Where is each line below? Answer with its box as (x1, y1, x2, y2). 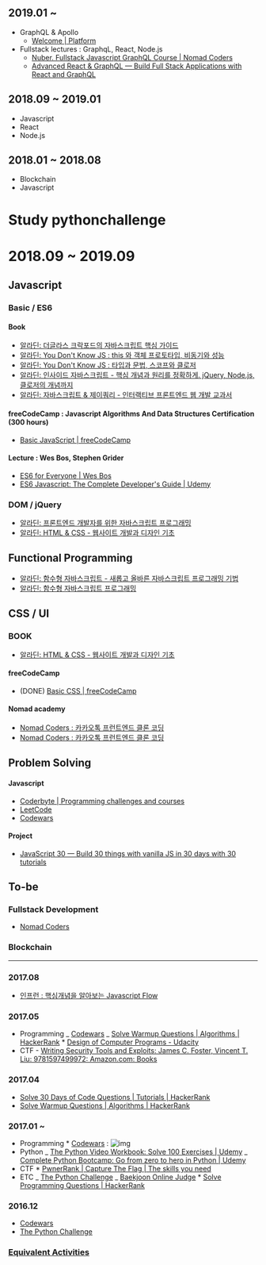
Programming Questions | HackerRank (19, 1180, 145, 1190)
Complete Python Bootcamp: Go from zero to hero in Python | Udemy (19, 1155, 247, 1165)
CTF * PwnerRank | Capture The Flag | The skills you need (19, 1163, 211, 1173)
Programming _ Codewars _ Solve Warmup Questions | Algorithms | (19, 1029, 240, 1039)
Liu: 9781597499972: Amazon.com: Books (19, 1055, 158, 1064)
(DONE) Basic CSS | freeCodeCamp (19, 686, 137, 695)
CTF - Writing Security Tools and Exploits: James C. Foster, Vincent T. (19, 1046, 249, 1055)
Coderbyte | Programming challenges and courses (19, 796, 184, 806)
